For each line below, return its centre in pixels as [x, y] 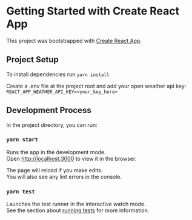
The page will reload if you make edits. [55, 170]
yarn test [21, 191]
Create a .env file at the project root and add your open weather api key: [96, 86]
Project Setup [33, 60]
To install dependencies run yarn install [58, 74]
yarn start [22, 140]
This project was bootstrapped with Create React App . [74, 40]
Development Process [49, 110]
